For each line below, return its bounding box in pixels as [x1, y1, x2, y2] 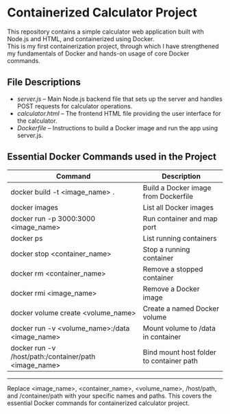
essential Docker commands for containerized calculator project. [7, 399, 190, 407]
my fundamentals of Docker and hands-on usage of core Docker [7, 49, 190, 58]
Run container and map [142, 214, 218, 223]
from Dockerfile [142, 191, 194, 201]
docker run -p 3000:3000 [10, 214, 96, 223]
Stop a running [142, 245, 190, 254]
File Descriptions [7, 77, 81, 88]
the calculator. [16, 117, 57, 125]
